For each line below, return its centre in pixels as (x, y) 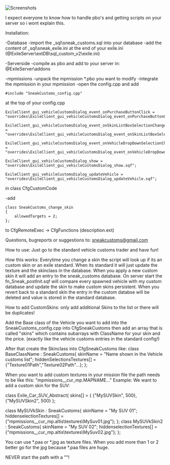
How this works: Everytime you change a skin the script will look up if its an (84, 260)
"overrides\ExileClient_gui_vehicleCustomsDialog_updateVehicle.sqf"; (81, 179)
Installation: (17, 33)
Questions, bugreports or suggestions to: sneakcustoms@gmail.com (77, 240)
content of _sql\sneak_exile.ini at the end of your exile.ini (64, 48)
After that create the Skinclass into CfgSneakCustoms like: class (72, 349)
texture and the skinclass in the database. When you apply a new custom (81, 270)
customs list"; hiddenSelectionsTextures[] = (51, 359)
